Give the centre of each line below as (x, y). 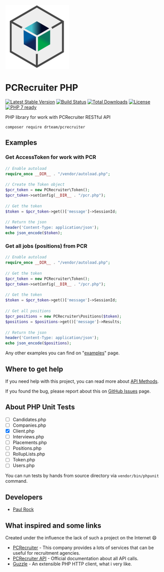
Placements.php (30, 443)
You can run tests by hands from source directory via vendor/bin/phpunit (82, 476)
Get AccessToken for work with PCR (51, 157)
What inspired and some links (53, 525)
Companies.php (29, 425)
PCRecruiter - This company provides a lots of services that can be (83, 548)
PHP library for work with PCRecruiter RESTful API (58, 117)
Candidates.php (29, 419)
